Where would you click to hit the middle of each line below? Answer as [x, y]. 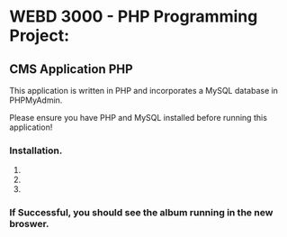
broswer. [29, 224]
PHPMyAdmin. [36, 100]
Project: [40, 36]
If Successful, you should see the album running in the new [141, 213]
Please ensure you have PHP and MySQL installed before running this [139, 118]
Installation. [36, 150]
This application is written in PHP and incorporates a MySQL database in [144, 91]
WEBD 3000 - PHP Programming [134, 17]
